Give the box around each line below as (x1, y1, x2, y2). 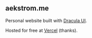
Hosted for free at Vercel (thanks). (5, 27, 78, 33)
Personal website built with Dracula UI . (5, 17, 87, 23)
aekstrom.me (5, 4, 49, 13)
